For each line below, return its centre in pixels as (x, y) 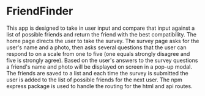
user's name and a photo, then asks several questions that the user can (96, 47)
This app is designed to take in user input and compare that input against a (101, 28)
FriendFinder (40, 11)
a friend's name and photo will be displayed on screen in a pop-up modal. (99, 67)
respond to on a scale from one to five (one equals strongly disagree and (98, 53)
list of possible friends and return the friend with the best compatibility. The (102, 34)
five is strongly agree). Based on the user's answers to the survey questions (102, 60)
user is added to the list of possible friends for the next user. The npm (94, 80)
